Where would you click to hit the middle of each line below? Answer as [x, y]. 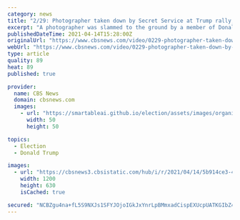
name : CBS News [36, 94]
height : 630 [38, 186]
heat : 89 [20, 67]
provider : [22, 86]
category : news [30, 14]
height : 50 [42, 126]
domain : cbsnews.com [44, 100]
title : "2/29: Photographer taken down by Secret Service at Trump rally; [121, 21]
